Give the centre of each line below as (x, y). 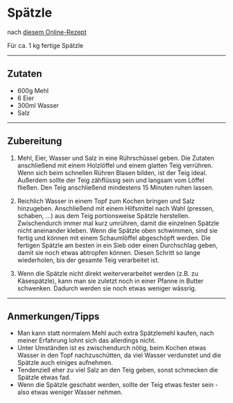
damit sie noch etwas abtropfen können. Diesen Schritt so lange (109, 252)
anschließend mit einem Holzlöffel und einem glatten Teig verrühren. (115, 165)
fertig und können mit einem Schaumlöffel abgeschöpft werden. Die (114, 238)
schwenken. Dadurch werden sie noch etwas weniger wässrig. (107, 288)
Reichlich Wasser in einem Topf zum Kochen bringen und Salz (106, 201)
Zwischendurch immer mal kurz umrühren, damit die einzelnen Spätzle (118, 223)
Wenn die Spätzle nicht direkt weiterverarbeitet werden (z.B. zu (108, 273)
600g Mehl (33, 90)
